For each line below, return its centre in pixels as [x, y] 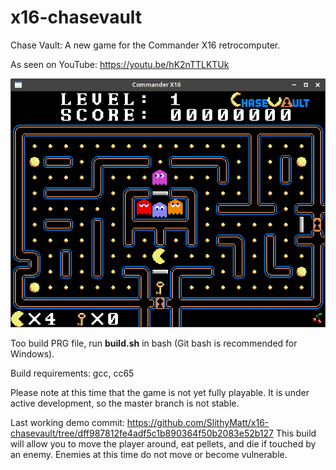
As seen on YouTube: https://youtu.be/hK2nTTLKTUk [120, 64]
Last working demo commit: [67, 422]
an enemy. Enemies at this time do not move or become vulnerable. [149, 454]
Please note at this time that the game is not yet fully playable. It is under [160, 392]
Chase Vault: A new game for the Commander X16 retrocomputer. [145, 45]
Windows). [32, 353]
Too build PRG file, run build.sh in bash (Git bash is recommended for [154, 343]
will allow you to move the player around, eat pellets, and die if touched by [163, 443]
